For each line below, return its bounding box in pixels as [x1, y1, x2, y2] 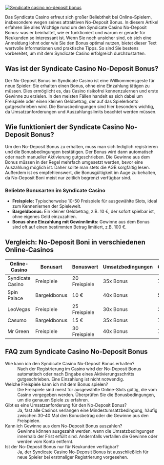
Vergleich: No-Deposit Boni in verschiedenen [5, 238, 145, 246]
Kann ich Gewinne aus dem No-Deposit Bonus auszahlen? [5, 423, 123, 429]
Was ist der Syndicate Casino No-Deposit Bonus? [5, 65, 159, 73]
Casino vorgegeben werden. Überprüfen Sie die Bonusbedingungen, [17, 392, 155, 398]
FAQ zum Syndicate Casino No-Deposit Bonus [5, 348, 148, 356]
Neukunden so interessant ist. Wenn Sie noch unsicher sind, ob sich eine [5, 35, 152, 41]
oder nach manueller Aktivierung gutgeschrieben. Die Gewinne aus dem [5, 154, 150, 160]
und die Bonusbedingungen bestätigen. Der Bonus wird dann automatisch [5, 149, 154, 155]
